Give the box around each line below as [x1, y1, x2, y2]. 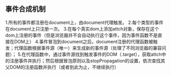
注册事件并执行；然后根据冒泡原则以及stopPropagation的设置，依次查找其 [9, 58, 165, 64]
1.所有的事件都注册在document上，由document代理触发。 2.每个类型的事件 [5, 19, 164, 26]
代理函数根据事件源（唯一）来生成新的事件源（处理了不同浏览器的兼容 [14, 45, 162, 51]
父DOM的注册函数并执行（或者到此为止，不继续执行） [5, 64, 119, 70]
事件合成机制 [5, 5, 46, 14]
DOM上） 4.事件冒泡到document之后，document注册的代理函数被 [14, 38, 154, 44]
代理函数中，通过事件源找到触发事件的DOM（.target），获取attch [26, 51, 162, 57]
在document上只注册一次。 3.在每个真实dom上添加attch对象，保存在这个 [5, 26, 159, 32]
